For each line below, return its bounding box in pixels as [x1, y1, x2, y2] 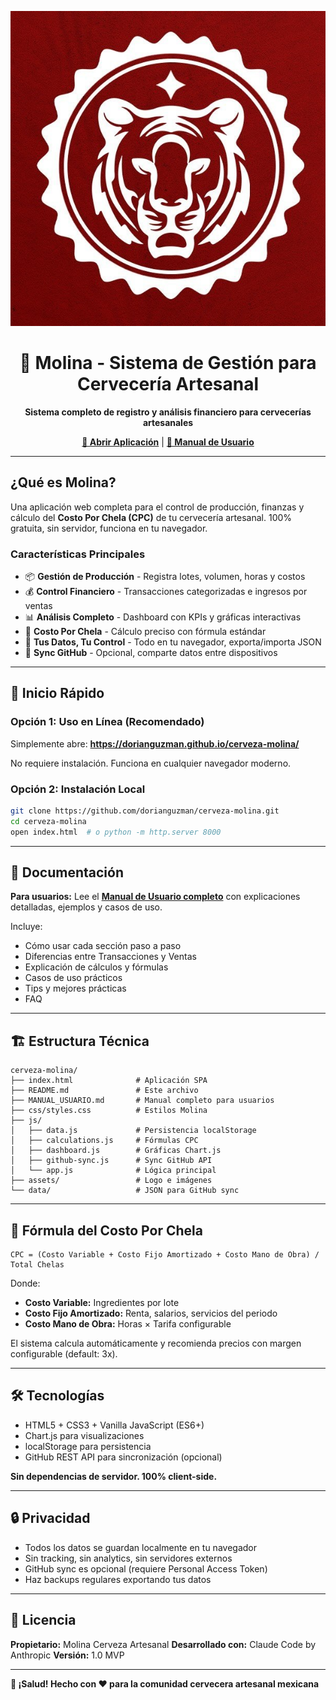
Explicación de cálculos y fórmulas [24, 961, 169, 973]
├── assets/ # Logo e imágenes [10, 1176, 213, 1186]
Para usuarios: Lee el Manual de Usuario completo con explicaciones [10, 891, 301, 903]
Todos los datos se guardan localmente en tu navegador [24, 1541, 257, 1553]
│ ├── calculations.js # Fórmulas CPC [10, 1136, 199, 1146]
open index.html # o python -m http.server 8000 [10, 827, 222, 837]
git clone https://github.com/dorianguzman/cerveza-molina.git [10, 806, 280, 816]
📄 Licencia [10, 1612, 77, 1629]
